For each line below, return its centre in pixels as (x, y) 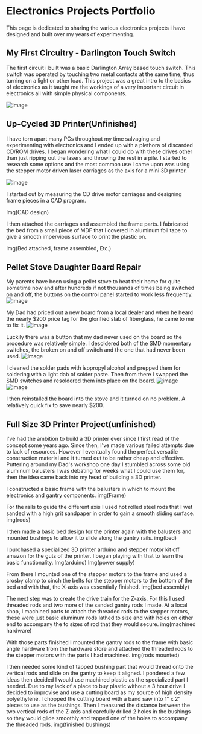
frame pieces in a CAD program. (46, 200)
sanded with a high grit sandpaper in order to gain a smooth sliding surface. (100, 513)
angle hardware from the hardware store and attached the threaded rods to (99, 649)
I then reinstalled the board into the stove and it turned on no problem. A (96, 399)
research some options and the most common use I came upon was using (98, 164)
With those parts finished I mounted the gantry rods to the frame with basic (100, 642)
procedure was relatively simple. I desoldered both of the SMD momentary (99, 343)
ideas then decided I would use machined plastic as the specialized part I (97, 680)
